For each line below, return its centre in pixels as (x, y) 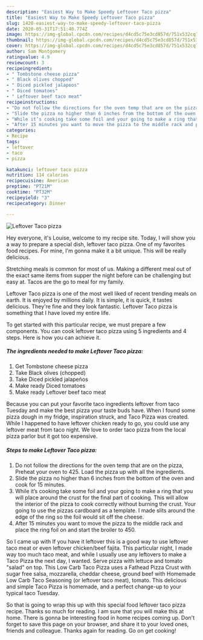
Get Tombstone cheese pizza (52, 366)
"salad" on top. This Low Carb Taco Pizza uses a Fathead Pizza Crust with (99, 567)
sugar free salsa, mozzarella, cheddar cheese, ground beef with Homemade (101, 574)
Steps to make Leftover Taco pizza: (52, 450)
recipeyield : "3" (28, 198)
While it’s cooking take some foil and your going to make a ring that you (104, 491)
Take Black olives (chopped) (50, 373)
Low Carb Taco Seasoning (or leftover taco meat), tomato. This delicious (97, 581)
